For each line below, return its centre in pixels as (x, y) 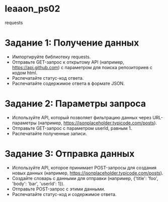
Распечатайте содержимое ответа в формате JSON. (68, 83)
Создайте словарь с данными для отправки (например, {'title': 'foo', (85, 178)
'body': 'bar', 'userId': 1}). (38, 183)
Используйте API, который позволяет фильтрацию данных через (82, 117)
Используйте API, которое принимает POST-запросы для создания (84, 167)
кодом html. (25, 73)
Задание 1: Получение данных (72, 43)
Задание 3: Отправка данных (70, 154)
